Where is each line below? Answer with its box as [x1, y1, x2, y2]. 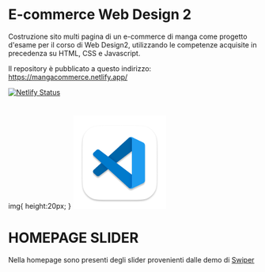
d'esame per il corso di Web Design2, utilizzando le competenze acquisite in [8, 40, 257, 49]
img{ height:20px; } [8, 202, 71, 211]
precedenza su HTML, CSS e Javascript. [8, 48, 141, 58]
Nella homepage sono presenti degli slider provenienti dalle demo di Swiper [8, 255, 255, 265]
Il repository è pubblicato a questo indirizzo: [8, 63, 152, 73]
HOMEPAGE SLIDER [8, 229, 139, 247]
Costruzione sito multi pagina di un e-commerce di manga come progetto [8, 32, 248, 41]
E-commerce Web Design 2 [8, 6, 192, 24]
